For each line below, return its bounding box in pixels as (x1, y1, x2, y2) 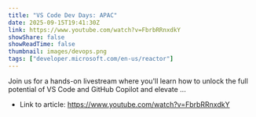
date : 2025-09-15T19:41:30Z (8, 19, 101, 27)
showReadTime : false (8, 41, 76, 48)
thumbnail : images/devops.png (8, 48, 108, 55)
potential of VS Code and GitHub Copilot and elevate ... (8, 84, 186, 94)
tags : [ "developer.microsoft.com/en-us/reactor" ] (8, 55, 174, 63)
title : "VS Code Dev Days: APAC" (8, 11, 118, 19)
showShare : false (8, 33, 65, 41)
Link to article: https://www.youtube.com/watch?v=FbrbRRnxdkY (19, 99, 230, 109)
